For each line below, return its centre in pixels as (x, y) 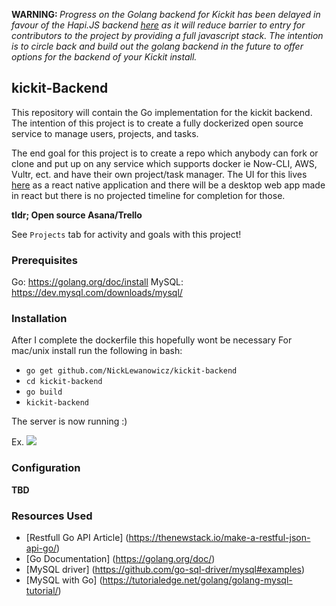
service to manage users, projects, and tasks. (105, 133)
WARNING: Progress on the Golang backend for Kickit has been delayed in (166, 14)
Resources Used (52, 516)
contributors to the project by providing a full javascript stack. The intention (167, 35)
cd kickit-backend (64, 382)
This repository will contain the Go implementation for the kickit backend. (162, 112)
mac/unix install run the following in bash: (97, 351)
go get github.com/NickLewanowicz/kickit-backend (131, 371)
